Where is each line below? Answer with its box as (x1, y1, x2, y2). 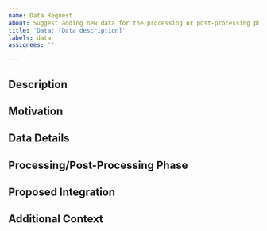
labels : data (8, 33, 52, 42)
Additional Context (8, 212, 103, 226)
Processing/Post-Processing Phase (8, 158, 188, 171)
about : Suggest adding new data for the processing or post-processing (8, 19, 250, 27)
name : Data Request (8, 11, 73, 20)
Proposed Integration (8, 186, 116, 199)
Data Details (8, 132, 70, 145)
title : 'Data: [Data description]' (8, 26, 126, 34)
